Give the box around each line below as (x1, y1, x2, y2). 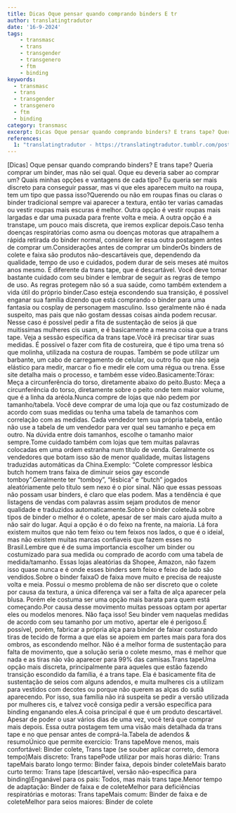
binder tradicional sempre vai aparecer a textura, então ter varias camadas (7, 198, 223, 207)
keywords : (7, 75, 37, 83)
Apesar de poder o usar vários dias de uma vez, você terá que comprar (7, 715, 214, 723)
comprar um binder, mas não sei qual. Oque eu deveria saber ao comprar (7, 169, 220, 177)
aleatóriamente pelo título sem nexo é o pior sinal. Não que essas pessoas (7, 483, 223, 491)
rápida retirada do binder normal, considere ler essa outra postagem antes (7, 236, 223, 244)
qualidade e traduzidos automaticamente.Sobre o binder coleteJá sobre (7, 506, 216, 514)
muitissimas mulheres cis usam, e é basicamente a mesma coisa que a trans (7, 326, 228, 334)
